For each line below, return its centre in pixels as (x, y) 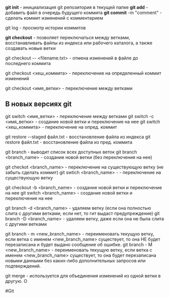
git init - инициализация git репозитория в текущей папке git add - (77, 7)
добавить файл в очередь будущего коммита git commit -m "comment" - (84, 13)
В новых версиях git (39, 104)
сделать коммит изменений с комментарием (54, 18)
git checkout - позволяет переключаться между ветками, (68, 38)
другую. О (16, 281)
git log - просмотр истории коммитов (45, 28)
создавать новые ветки (31, 48)
